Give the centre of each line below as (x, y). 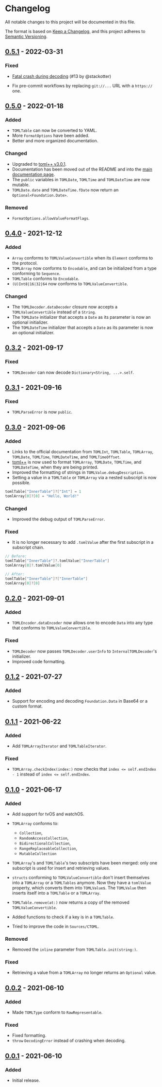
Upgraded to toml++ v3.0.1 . (39, 164)
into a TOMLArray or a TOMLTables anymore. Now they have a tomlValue (81, 882)
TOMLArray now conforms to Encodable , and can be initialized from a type (84, 268)
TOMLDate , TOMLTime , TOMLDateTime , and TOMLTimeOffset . (66, 457)
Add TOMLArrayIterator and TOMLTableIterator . (59, 746)
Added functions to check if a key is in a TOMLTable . (63, 917)
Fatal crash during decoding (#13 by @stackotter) (62, 76)
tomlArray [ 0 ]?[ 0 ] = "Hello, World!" (42, 496)
